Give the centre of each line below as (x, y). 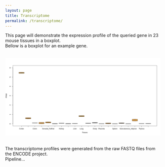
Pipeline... (15, 159)
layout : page (19, 10)
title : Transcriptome (27, 16)
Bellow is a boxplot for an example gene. (46, 46)
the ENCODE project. (26, 154)
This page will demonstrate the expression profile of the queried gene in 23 (82, 35)
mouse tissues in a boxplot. (33, 41)
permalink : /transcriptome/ (34, 21)
